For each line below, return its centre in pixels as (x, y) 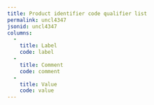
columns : (20, 33)
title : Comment (42, 65)
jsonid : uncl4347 (32, 26)
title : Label (38, 46)
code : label (37, 52)
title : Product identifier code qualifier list (77, 13)
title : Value (38, 84)
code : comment (40, 71)
